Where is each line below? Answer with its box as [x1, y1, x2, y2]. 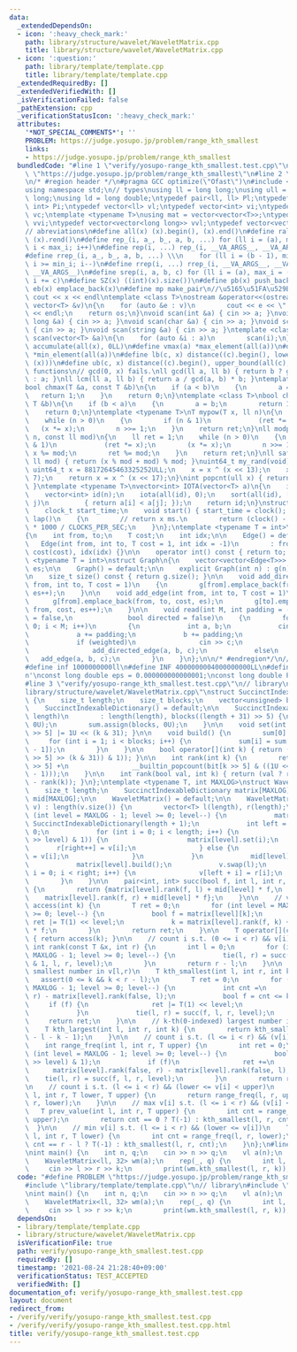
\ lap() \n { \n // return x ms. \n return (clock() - [25, 515, 287, 524]
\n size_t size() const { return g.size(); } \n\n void [25, 572, 255, 581]
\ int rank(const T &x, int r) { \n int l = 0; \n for [25, 942, 278, 951]
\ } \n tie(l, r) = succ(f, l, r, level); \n [25, 1008, 275, 1018]
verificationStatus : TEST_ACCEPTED [17, 1271, 148, 1280]
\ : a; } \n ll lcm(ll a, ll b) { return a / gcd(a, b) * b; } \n [25, 375, 263, 384]
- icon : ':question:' [17, 54, 97, 63]
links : [25, 144, 49, 153]
